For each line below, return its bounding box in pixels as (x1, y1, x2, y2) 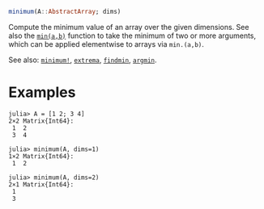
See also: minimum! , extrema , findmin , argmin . (8, 55, 157, 65)
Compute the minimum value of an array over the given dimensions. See (8, 22, 249, 31)
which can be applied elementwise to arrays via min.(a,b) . (8, 39, 204, 48)
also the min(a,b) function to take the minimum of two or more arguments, (8, 31, 257, 40)
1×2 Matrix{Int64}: (8, 152, 75, 161)
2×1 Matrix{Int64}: (8, 180, 75, 189)
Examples (8, 83, 76, 102)
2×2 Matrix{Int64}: (8, 117, 75, 125)
